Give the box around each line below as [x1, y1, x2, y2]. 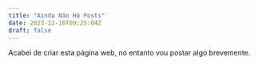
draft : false [8, 26, 52, 34]
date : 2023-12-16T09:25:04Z [8, 19, 102, 27]
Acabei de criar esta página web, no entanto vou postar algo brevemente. [8, 48, 251, 58]
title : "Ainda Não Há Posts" [8, 11, 105, 20]
